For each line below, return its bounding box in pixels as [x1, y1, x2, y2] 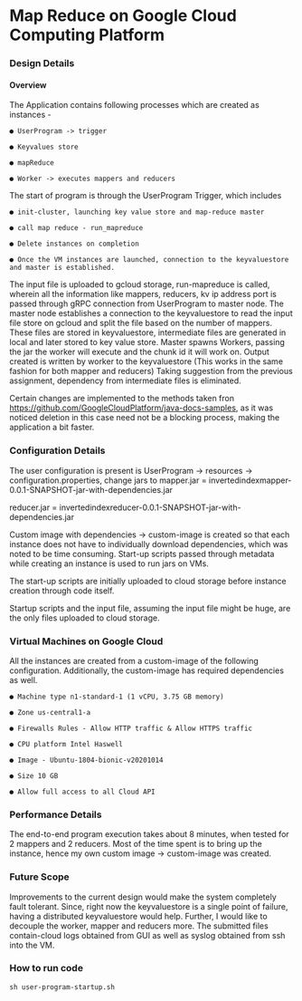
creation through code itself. [9, 585, 115, 596]
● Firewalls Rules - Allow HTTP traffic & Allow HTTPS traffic [9, 724, 253, 733]
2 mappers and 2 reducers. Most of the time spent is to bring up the [9, 839, 262, 850]
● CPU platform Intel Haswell [9, 739, 124, 748]
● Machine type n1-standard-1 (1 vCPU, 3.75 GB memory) [9, 692, 224, 701]
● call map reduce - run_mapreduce [9, 224, 144, 233]
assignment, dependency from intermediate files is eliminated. [9, 375, 241, 386]
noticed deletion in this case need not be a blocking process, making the [9, 412, 280, 423]
